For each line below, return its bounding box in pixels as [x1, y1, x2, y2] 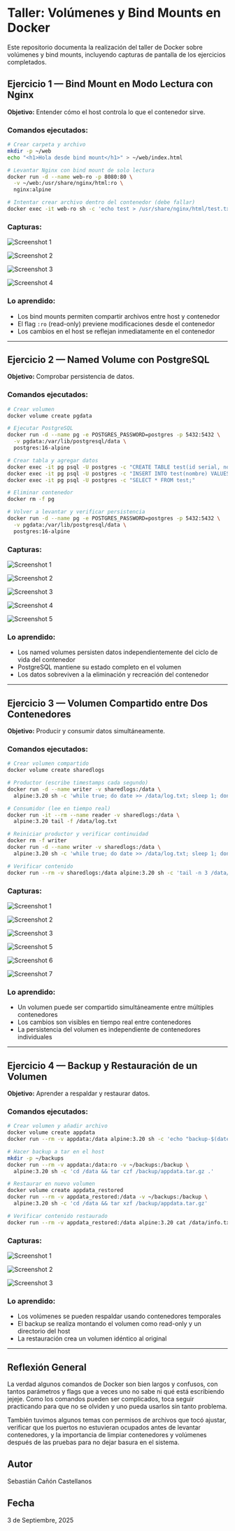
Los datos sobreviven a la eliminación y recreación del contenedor [17, 670, 209, 679]
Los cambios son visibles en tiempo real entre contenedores [17, 1018, 192, 1027]
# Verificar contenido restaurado [7, 1212, 108, 1219]
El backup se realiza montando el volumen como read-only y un [17, 1319, 201, 1328]
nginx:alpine [13, 186, 52, 193]
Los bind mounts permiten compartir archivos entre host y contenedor [17, 312, 220, 320]
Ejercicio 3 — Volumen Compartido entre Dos [7, 697, 208, 709]
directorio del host [17, 1327, 71, 1336]
